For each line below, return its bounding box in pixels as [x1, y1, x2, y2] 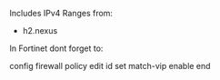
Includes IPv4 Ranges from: [9, 8, 114, 18]
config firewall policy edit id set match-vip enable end [9, 61, 211, 71]
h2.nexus [22, 25, 58, 35]
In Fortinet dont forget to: [9, 43, 104, 54]
